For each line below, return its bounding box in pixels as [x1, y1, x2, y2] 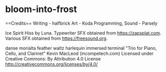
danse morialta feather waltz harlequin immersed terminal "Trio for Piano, [5, 45, 157, 51]
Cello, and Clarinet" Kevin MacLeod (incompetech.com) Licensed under [5, 50, 154, 56]
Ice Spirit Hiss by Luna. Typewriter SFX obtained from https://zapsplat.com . [5, 30, 161, 36]
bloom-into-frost [5, 4, 77, 15]
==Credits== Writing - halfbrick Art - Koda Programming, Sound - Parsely [5, 20, 158, 26]
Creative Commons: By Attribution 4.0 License [5, 55, 101, 61]
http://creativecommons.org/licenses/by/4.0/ [5, 61, 98, 67]
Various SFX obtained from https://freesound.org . [5, 35, 108, 41]
